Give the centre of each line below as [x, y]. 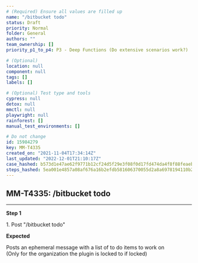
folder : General [26, 34]
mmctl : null [21, 110]
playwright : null [27, 115]
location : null [25, 66]
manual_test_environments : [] [43, 126]
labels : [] [19, 83]
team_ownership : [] [30, 45]
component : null [26, 71]
